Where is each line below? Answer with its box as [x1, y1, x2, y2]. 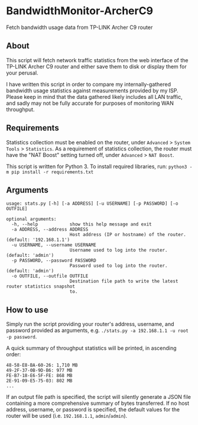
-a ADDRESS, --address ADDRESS [11, 227, 89, 233]
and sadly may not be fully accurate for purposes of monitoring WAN [6, 99, 174, 107]
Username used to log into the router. [69, 247, 168, 253]
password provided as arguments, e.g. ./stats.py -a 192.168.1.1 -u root [6, 327, 189, 334]
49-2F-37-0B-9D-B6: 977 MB [6, 368, 73, 374]
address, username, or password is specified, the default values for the [6, 406, 180, 413]
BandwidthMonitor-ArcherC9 [6, 4, 154, 18]
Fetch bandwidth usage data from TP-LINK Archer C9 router [6, 24, 153, 31]
